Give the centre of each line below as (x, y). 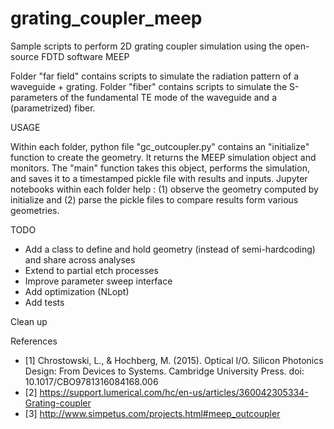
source (25, 56)
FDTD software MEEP (85, 56)
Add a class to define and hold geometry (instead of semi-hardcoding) (170, 249)
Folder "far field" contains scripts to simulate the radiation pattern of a (155, 76)
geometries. (35, 210)
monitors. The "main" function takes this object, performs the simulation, (160, 168)
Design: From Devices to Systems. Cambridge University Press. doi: (164, 371)
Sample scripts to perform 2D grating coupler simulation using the (146, 46)
